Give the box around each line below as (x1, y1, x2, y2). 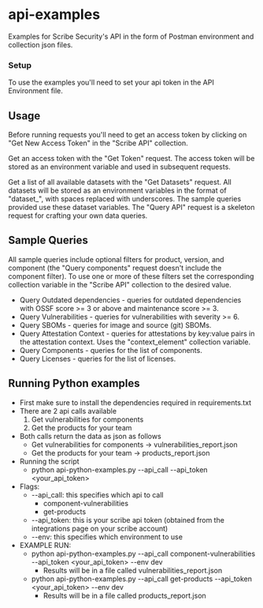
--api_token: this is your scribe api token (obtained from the (31, 515, 224, 524)
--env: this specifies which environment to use (31, 531, 183, 542)
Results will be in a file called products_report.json (43, 591, 206, 600)
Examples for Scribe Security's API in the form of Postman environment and (8, 32, 254, 41)
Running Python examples (8, 377, 140, 390)
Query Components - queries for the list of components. (19, 345, 202, 355)
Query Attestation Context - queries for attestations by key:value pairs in (19, 328, 255, 338)
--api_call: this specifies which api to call (31, 490, 164, 499)
